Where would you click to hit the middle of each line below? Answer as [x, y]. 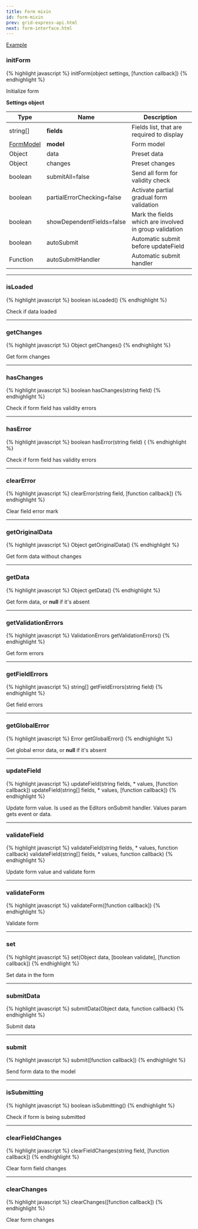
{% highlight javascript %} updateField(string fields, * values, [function [92, 783]
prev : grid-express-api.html [42, 22]
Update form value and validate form [51, 872]
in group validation [157, 229]
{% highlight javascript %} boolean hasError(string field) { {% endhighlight [96, 442]
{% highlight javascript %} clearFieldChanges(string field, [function [88, 1150]
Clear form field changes [36, 1168]
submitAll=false [68, 176]
